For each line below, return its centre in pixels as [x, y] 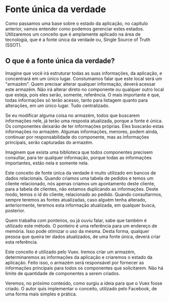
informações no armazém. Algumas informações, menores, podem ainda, [82, 131]
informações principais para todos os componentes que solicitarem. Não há [84, 268]
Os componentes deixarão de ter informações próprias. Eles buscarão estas [85, 126]
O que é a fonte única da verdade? [60, 61]
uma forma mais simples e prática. [41, 294]
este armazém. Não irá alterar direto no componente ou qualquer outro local [85, 89]
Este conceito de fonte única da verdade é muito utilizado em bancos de [81, 173]
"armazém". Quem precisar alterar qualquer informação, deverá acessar [80, 84]
